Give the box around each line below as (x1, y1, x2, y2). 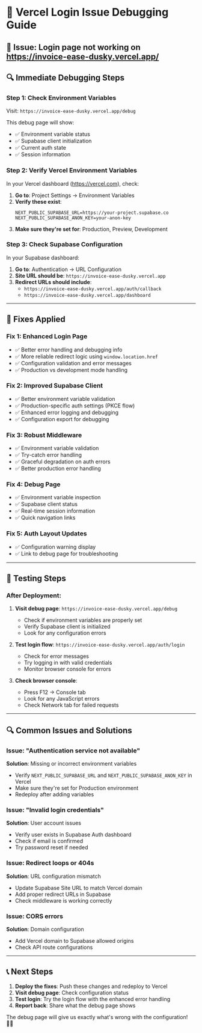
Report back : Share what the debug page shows (14, 1002, 136, 1009)
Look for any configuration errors (23, 629, 106, 636)
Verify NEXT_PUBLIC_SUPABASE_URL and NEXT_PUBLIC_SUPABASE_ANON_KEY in (14, 772, 192, 779)
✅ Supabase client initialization (14, 138, 92, 145)
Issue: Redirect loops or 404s (6, 859, 94, 867)
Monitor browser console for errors (23, 665, 111, 672)
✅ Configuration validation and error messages (14, 359, 132, 367)
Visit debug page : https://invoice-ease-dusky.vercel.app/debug (14, 605, 178, 612)
